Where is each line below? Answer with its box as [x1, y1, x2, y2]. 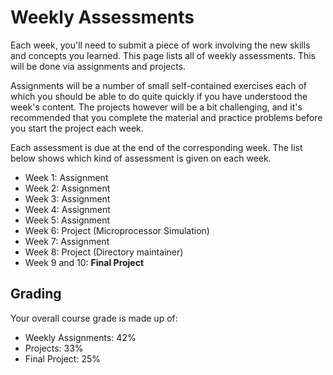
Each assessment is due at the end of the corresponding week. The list [10, 141, 303, 153]
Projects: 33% [24, 342, 84, 354]
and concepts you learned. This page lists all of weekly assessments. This [10, 49, 317, 61]
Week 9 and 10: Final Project [24, 256, 145, 268]
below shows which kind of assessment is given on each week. [10, 152, 272, 164]
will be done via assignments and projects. [10, 60, 187, 72]
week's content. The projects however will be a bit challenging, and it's [10, 101, 303, 113]
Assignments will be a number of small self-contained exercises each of [10, 79, 307, 91]
